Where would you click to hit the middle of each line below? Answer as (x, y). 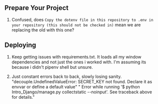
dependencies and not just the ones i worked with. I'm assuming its (79, 62)
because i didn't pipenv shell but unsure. (52, 67)
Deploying (20, 45)
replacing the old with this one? (43, 30)
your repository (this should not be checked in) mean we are (76, 25)
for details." (23, 97)
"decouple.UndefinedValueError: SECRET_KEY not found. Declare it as (82, 81)
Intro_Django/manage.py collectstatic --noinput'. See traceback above (82, 92)
